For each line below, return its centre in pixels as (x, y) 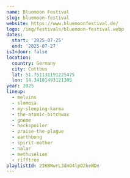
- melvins (24, 97)
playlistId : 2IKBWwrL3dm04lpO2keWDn (53, 166)
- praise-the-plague (38, 132)
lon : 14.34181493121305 (42, 80)
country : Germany (34, 63)
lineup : (16, 92)
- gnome (22, 120)
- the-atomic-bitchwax (41, 114)
